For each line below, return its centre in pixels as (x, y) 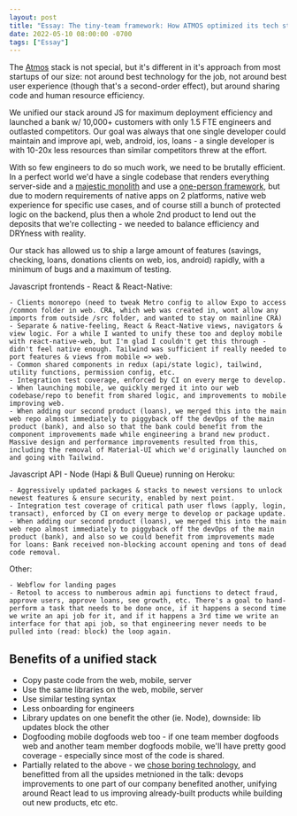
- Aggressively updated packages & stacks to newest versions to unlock (146, 491)
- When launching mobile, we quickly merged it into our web (124, 388)
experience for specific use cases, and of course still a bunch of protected (145, 206)
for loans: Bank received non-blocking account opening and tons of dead (148, 545)
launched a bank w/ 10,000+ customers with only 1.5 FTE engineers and (140, 122)
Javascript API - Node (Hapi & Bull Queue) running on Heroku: (122, 474)
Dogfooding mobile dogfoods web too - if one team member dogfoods (150, 737)
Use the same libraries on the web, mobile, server (112, 690)
